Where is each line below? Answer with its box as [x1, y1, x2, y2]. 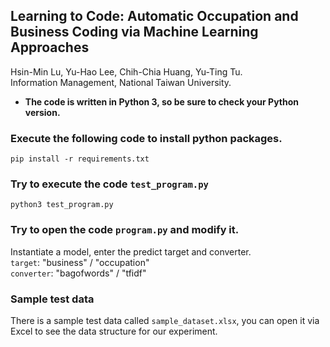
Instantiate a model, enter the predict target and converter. [10, 245, 252, 258]
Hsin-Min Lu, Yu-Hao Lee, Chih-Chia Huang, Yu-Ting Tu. [10, 65, 243, 78]
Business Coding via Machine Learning [10, 24, 259, 41]
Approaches [10, 39, 90, 56]
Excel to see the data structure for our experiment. [10, 325, 218, 337]
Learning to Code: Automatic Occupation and [10, 8, 299, 25]
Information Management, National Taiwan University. [10, 76, 232, 88]
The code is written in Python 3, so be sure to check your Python [24, 95, 299, 108]
